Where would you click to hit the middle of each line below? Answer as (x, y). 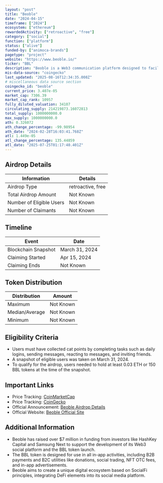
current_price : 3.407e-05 (31, 91)
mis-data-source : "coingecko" (36, 73)
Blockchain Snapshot (32, 249)
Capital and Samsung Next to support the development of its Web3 (79, 444)
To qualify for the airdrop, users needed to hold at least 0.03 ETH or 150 (84, 364)
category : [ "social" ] (27, 37)
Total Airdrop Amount (32, 194)
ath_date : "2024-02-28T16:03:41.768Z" (44, 132)
